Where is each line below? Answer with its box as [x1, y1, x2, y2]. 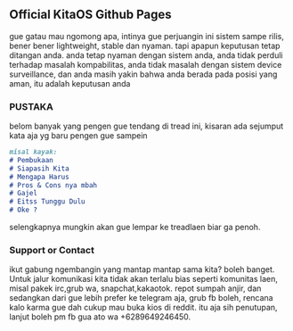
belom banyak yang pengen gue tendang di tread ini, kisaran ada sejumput [9, 120, 284, 132]
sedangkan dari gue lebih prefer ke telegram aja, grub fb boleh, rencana [9, 293, 273, 303]
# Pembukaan [9, 155, 53, 164]
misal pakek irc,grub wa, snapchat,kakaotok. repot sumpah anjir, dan [9, 283, 262, 294]
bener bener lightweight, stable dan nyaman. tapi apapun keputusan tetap [9, 40, 281, 51]
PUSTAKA [9, 100, 53, 112]
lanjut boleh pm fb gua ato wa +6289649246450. [9, 311, 191, 322]
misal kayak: [9, 147, 58, 157]
